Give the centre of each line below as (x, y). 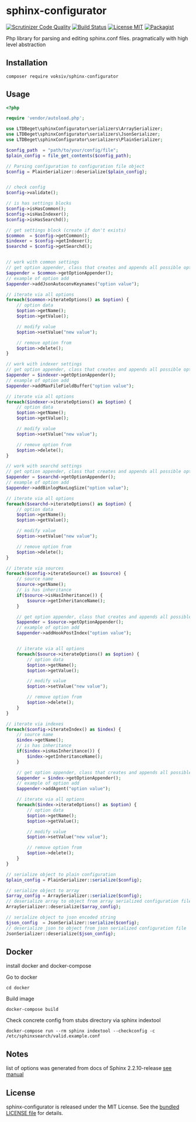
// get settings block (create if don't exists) (66, 230)
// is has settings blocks (39, 203)
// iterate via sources (35, 568)
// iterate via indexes (35, 724)
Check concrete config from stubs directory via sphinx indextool (83, 1020)
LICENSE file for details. (35, 1113)
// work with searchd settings (44, 466)
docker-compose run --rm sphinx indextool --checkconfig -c (81, 1031)
